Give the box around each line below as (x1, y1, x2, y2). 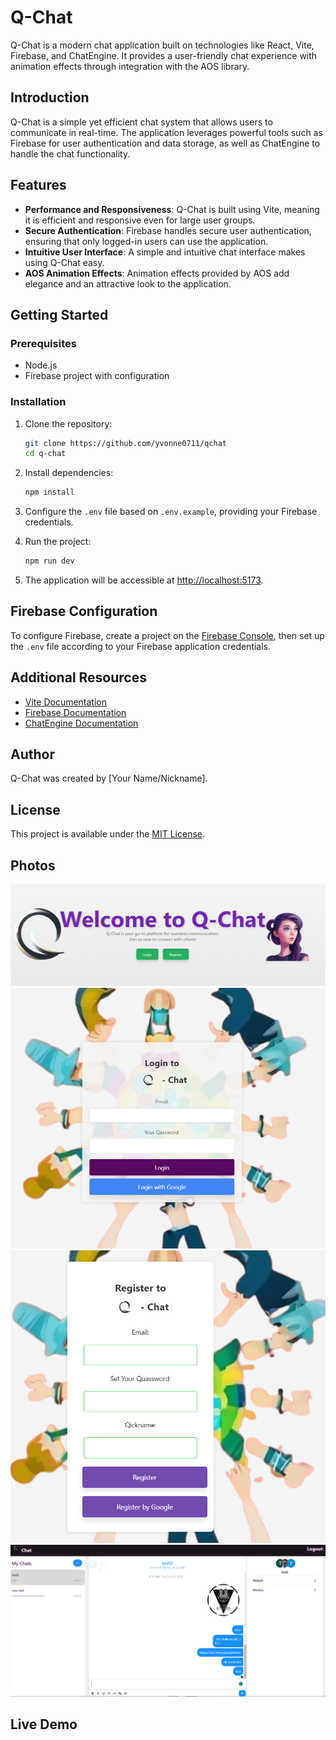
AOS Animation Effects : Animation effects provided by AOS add (24, 267, 290, 279)
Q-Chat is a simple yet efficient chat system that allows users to (10, 116, 273, 128)
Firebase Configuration (10, 603, 158, 620)
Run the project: (24, 536, 92, 548)
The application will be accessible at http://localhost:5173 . (24, 574, 264, 586)
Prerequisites (10, 336, 77, 350)
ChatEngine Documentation (24, 717, 139, 729)
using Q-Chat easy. (24, 256, 105, 268)
